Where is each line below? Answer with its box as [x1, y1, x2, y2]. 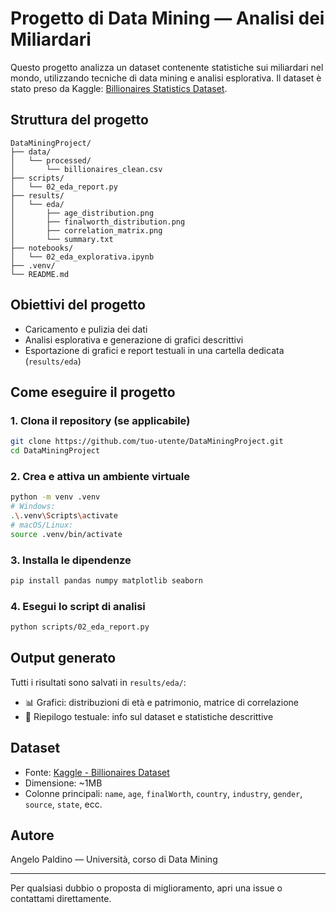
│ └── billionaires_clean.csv [10, 164, 163, 174]
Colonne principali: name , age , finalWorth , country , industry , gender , [24, 787, 303, 799]
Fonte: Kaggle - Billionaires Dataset [24, 766, 170, 778]
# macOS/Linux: [10, 520, 74, 530]
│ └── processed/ [10, 155, 92, 166]
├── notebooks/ [10, 243, 74, 253]
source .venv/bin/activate [10, 529, 123, 539]
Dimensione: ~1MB [24, 777, 103, 789]
